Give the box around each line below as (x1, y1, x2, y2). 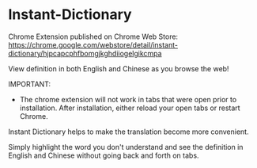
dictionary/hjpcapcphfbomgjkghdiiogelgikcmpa (8, 48, 162, 58)
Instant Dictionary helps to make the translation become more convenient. (8, 127, 249, 136)
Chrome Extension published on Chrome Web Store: (8, 32, 179, 41)
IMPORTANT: (8, 79, 51, 89)
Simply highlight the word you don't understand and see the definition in (8, 142, 244, 151)
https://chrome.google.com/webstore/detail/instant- (8, 40, 178, 49)
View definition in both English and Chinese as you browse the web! (8, 63, 229, 73)
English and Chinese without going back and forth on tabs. (8, 151, 199, 160)
